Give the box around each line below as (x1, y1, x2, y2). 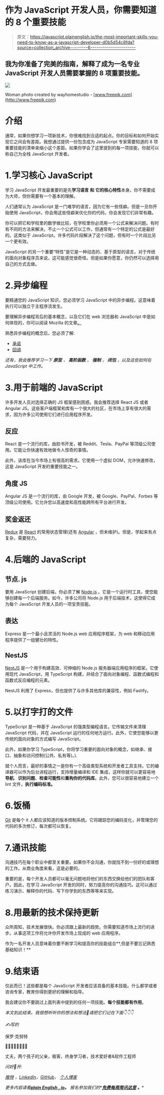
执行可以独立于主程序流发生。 (5, 303, 65, 309)
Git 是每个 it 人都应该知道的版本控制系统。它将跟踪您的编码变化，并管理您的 (5, 817, 158, 823)
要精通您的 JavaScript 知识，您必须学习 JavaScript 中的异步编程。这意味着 (5, 297, 156, 303)
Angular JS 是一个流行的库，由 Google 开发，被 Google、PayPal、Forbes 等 (5, 493, 159, 499)
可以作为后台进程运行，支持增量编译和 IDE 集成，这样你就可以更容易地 (13, 769, 156, 775)
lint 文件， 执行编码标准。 (5, 781, 55, 787)
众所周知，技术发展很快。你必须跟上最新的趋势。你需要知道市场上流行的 (5, 924, 150, 930)
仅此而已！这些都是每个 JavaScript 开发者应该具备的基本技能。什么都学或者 (5, 983, 158, 989)
